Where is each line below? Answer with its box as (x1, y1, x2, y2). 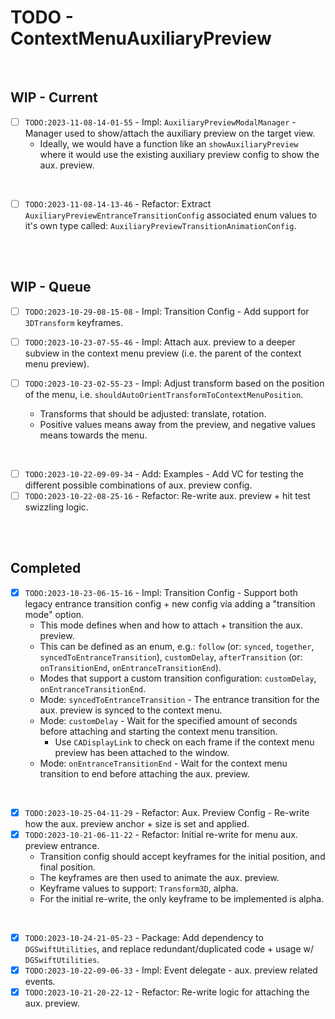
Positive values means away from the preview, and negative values (39, 418, 316, 430)
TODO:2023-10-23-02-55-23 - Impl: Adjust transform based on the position (24, 377, 325, 389)
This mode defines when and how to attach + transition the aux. (39, 619, 303, 631)
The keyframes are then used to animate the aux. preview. (39, 872, 280, 883)
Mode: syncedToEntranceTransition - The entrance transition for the (39, 693, 320, 705)
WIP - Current (10, 89, 98, 106)
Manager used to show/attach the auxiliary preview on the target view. (24, 127, 316, 139)
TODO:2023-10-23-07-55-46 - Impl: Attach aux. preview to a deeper (24, 336, 296, 348)
